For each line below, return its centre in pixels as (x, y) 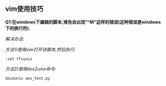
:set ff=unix (19, 59)
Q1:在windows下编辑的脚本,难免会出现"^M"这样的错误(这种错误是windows (83, 22)
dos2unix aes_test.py (28, 78)
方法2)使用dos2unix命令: (31, 68)
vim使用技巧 (24, 9)
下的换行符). (18, 28)
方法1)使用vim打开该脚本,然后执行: (40, 49)
